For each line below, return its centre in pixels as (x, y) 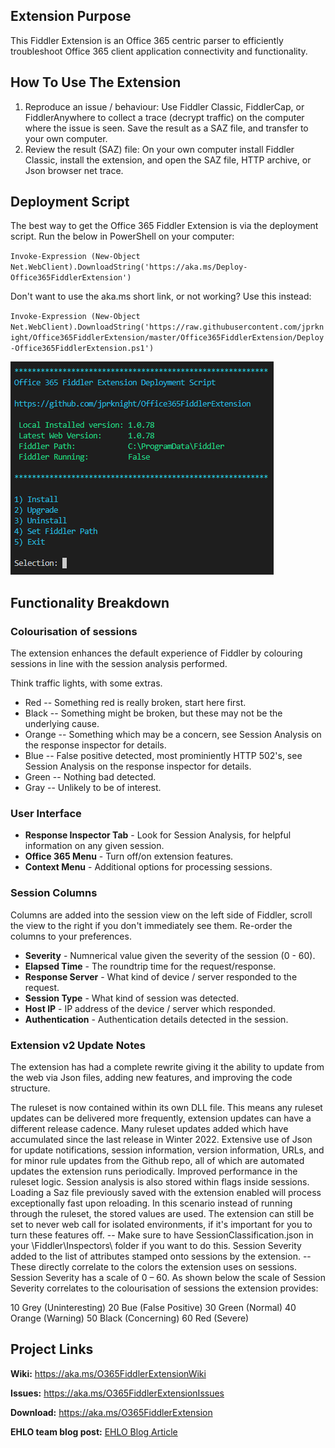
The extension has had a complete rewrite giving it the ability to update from (167, 1067)
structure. (30, 1088)
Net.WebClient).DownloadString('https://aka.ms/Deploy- (129, 267)
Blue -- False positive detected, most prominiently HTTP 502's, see (163, 756)
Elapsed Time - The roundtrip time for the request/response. (150, 966)
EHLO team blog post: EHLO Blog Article (94, 1431)
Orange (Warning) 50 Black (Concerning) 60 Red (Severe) (130, 1318)
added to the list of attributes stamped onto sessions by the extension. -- (161, 1256)
